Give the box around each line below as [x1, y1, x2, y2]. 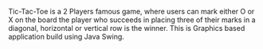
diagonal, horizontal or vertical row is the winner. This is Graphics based [8, 24, 245, 32]
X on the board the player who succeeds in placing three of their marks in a [8, 15, 257, 24]
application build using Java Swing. [8, 32, 125, 41]
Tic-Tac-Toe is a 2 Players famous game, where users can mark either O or [8, 7, 255, 16]
